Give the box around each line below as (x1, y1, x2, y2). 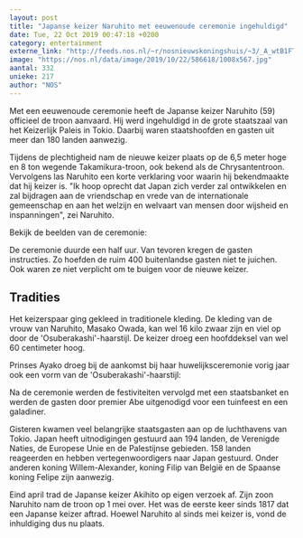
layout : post (9, 13, 59, 23)
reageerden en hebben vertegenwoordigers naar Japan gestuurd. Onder (9, 453, 280, 464)
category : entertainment (9, 38, 103, 48)
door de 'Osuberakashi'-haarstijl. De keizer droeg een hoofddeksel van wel (9, 333, 289, 344)
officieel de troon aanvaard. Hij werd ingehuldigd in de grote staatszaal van (9, 115, 289, 126)
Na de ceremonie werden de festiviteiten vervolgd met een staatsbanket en (9, 387, 289, 398)
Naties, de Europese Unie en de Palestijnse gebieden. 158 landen (9, 443, 251, 454)
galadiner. (9, 406, 47, 417)
